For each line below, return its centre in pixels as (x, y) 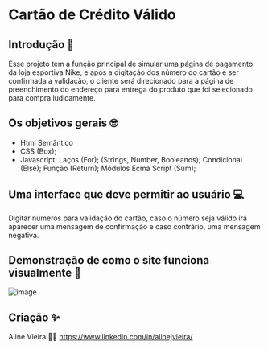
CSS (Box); (38, 151)
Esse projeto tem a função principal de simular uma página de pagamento (131, 64)
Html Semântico (47, 142)
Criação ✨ (34, 317)
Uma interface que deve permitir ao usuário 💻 (126, 195)
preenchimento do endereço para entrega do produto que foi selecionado (131, 89)
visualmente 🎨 (45, 273)
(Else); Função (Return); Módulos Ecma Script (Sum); (108, 168)
